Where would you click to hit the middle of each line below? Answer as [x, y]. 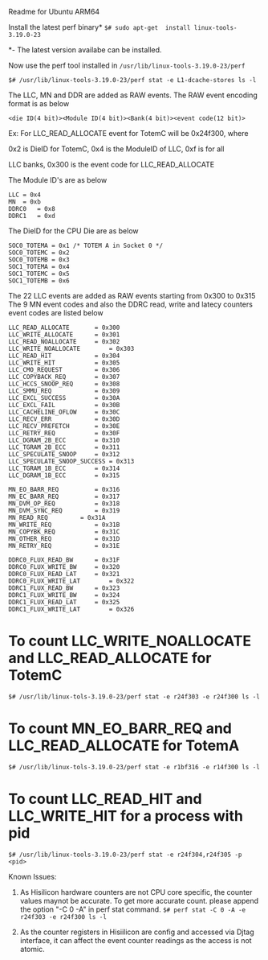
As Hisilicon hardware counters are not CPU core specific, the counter [136, 892]
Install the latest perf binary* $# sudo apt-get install [99, 27]
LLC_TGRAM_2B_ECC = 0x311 [64, 447]
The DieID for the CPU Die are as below [73, 231]
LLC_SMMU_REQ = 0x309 [64, 391]
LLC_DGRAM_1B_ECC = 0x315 [64, 476]
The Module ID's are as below [58, 180]
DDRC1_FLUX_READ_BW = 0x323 [64, 588]
